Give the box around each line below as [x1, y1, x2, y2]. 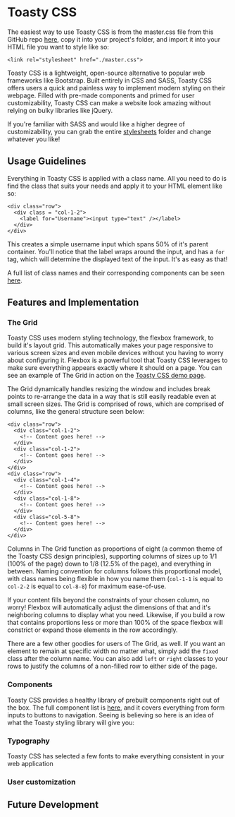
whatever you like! [7, 135, 61, 143]
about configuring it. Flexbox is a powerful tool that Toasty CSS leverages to [7, 356, 228, 364]
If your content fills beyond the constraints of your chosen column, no [7, 596, 210, 604]
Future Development [7, 799, 99, 811]
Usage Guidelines [7, 155, 87, 167]
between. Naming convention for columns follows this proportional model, [7, 567, 222, 576]
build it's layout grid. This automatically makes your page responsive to [7, 341, 214, 350]
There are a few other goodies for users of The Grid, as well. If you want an [7, 640, 226, 648]
